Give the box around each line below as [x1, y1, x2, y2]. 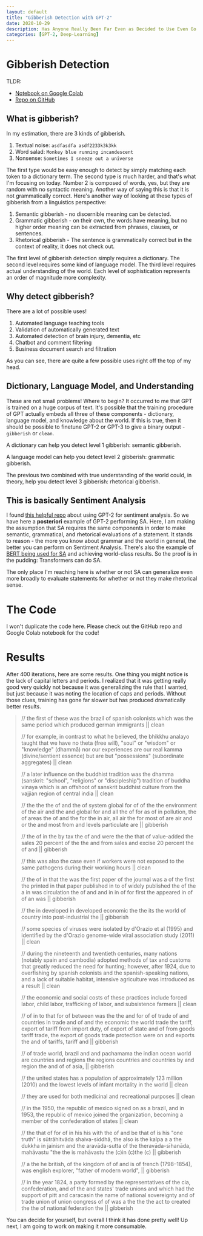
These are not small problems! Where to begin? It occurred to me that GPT [6, 397, 193, 404]
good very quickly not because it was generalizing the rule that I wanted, [6, 683, 188, 691]
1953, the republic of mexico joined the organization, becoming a [21, 1111, 184, 1119]
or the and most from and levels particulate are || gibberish [21, 821, 168, 829]
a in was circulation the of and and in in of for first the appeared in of [21, 889, 193, 896]
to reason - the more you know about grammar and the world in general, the [6, 537, 196, 545]
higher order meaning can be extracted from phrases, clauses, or [15, 223, 179, 230]
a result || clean [21, 982, 61, 990]
